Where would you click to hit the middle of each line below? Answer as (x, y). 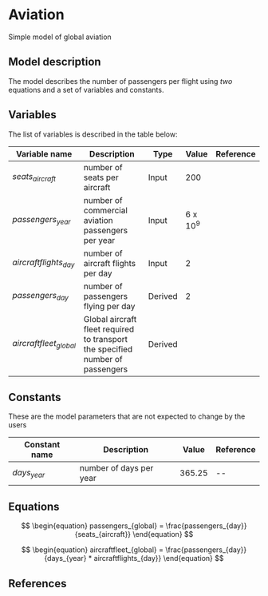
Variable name (44, 153)
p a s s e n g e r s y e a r (41, 220)
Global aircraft (110, 319)
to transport (106, 339)
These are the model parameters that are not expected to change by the (127, 416)
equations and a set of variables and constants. (86, 89)
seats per (101, 177)
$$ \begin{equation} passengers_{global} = (93, 526)
